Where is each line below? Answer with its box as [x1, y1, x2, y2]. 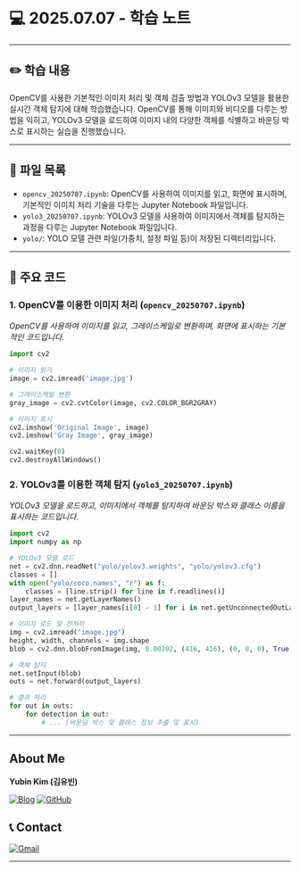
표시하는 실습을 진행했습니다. [25, 126, 127, 137]
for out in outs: [9, 701, 74, 710]
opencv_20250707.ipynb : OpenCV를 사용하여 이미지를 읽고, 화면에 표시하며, [21, 188, 287, 199]
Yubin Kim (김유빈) [9, 776, 79, 786]
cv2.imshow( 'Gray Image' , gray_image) [9, 431, 154, 440]
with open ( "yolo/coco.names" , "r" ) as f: [9, 578, 166, 587]
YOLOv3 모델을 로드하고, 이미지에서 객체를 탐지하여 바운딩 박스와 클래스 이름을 [9, 501, 286, 511]
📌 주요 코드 [9, 270, 67, 285]
